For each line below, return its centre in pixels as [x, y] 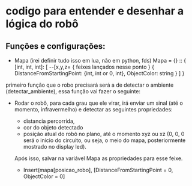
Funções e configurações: [55, 46]
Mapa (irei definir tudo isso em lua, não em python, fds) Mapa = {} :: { [100, 60]
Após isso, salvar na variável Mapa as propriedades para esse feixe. [98, 158]
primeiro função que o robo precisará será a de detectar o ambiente [90, 85]
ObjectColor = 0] [44, 176]
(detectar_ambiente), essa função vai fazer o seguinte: [73, 91]
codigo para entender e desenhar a [95, 11]
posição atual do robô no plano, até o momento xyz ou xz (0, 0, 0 [104, 134]
